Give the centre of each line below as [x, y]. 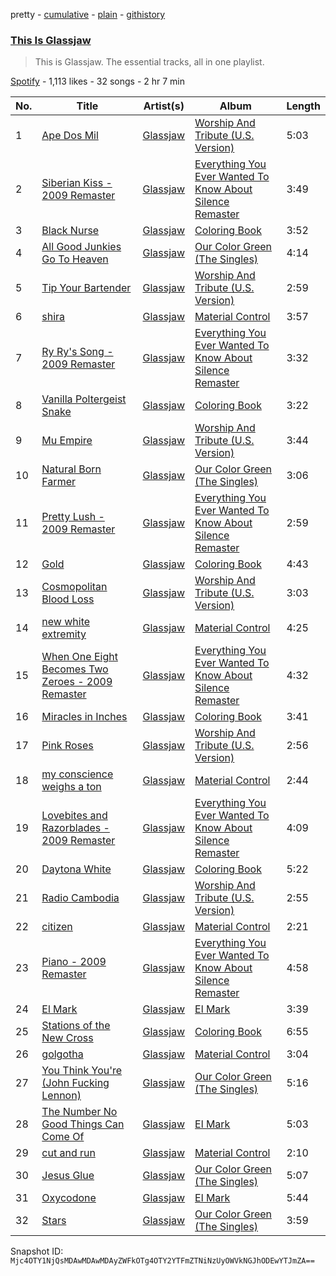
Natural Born [71, 469]
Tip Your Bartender [86, 288]
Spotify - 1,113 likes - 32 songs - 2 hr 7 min [98, 81]
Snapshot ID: [37, 1251]
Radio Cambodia [80, 898]
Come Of [63, 1137]
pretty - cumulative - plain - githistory [88, 14]
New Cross [67, 1038]
